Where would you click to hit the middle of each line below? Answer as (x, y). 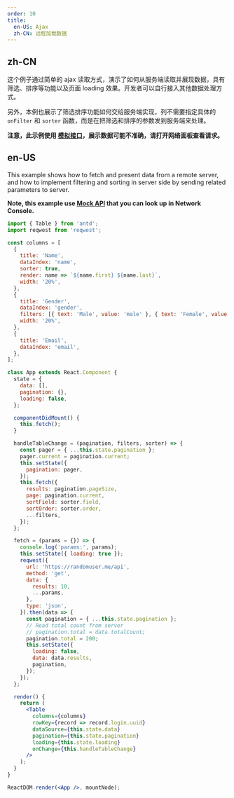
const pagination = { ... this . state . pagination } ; (101, 619)
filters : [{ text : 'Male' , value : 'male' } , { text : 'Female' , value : (125, 315)
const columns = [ (34, 242)
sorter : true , (40, 269)
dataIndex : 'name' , (48, 262)
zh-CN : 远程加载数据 (40, 33)
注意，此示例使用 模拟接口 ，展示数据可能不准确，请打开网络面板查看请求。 (116, 136)
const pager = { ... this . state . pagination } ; (88, 450)
